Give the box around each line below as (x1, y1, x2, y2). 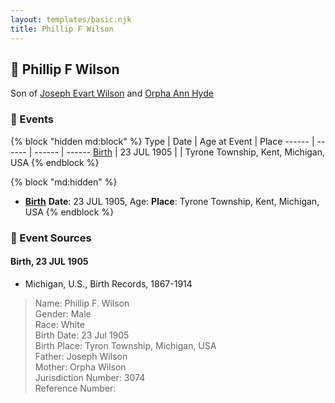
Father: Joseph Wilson (34, 350, 128, 362)
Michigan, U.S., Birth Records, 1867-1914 (24, 277, 193, 290)
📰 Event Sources (10, 231, 92, 245)
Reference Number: (34, 382, 117, 394)
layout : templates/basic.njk (10, 14, 132, 25)
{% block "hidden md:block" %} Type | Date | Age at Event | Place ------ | (10, 135, 315, 147)
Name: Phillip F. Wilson (34, 297, 130, 309)
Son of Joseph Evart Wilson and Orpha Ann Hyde (10, 87, 214, 100)
